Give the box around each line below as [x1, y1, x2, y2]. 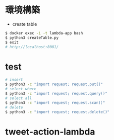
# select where [5, 87, 37, 92]
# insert [5, 77, 23, 82]
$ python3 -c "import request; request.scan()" [5, 100, 106, 105]
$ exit [5, 40, 19, 45]
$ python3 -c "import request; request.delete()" [5, 109, 110, 114]
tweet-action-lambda [5, 126, 95, 137]
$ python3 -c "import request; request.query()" [5, 91, 108, 96]
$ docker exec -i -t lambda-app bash [5, 31, 83, 35]
